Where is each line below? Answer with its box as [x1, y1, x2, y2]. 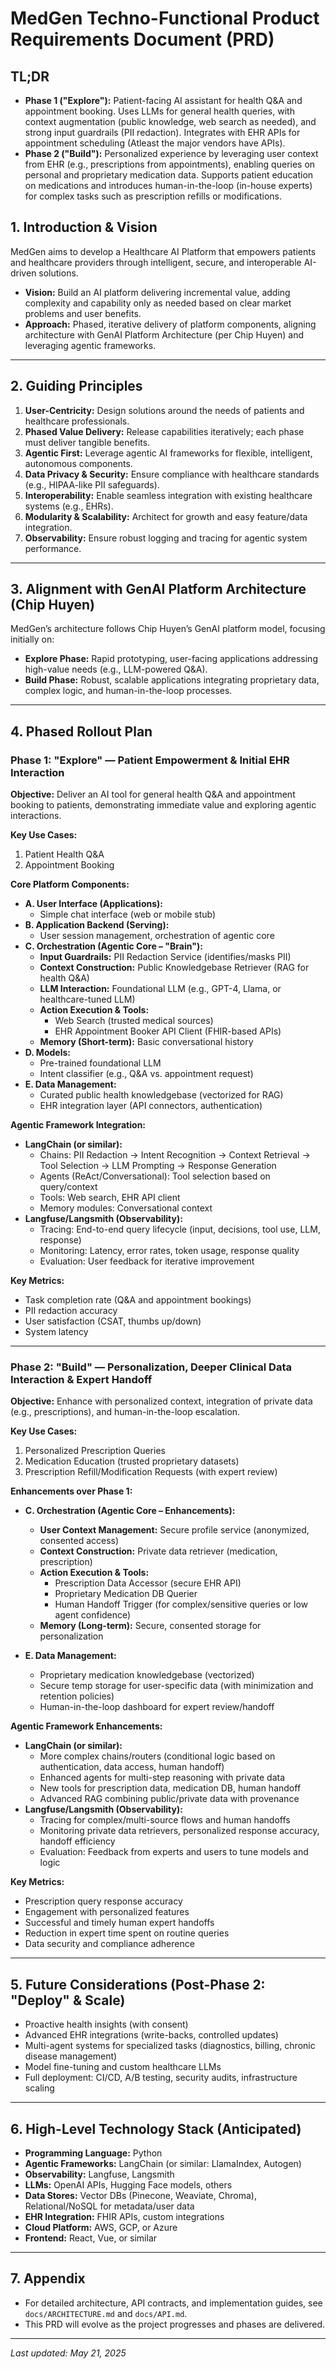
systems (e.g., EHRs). [24, 500, 114, 512]
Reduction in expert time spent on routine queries [24, 1927, 230, 1939]
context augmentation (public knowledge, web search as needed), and [24, 116, 317, 127]
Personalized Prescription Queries [24, 1445, 166, 1457]
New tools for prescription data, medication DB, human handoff [39, 1782, 302, 1794]
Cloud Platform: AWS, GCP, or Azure [24, 2222, 178, 2234]
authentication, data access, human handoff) [39, 1761, 225, 1773]
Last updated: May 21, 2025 [10, 2347, 127, 2359]
